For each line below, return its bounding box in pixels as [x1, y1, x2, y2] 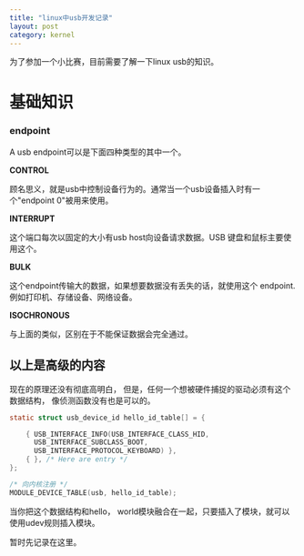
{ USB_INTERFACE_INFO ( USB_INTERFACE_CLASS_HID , [25, 430, 209, 439]
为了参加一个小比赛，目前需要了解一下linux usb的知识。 [9, 56, 219, 67]
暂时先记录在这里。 [9, 536, 82, 547]
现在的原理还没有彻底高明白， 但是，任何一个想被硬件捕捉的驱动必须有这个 [9, 383, 291, 394]
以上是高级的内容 [9, 358, 106, 373]
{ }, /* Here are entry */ [25, 455, 128, 464]
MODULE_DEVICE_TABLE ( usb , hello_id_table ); [9, 488, 177, 497]
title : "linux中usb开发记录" [9, 13, 114, 23]
